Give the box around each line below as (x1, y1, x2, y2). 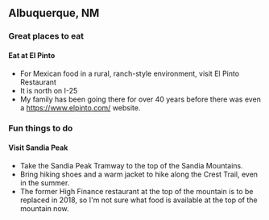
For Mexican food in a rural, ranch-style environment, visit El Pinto (19, 68, 240, 78)
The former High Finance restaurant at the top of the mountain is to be (19, 186, 254, 196)
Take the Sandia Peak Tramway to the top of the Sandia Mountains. (19, 160, 243, 170)
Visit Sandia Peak (8, 143, 68, 152)
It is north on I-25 (19, 85, 78, 95)
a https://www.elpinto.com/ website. (19, 102, 141, 112)
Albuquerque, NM (8, 6, 100, 20)
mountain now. (19, 203, 69, 213)
